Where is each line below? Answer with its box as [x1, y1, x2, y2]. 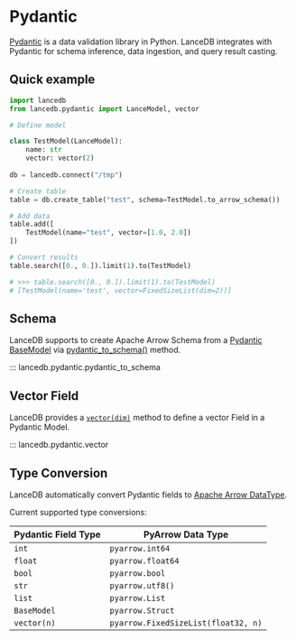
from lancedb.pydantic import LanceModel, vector [9, 104, 200, 114]
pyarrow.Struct [109, 605, 175, 616]
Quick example [9, 72, 96, 88]
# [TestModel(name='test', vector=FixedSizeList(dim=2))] [9, 286, 232, 295]
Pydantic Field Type [14, 528, 101, 541]
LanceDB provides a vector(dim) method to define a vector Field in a [9, 413, 265, 423]
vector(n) [14, 617, 56, 628]
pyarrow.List [109, 593, 166, 603]
